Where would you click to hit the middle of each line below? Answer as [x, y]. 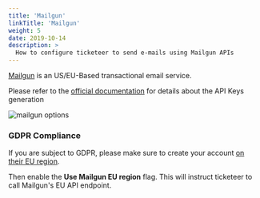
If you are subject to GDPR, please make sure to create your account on [126, 153]
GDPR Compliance [45, 135]
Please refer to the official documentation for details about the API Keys [126, 91]
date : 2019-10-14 [37, 38]
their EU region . [34, 161]
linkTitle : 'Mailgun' [44, 23]
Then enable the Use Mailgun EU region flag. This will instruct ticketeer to [130, 177]
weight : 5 [25, 30]
